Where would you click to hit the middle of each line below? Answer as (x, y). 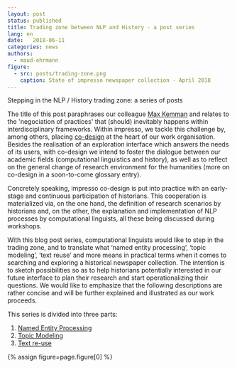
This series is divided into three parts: (62, 315)
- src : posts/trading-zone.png (60, 73)
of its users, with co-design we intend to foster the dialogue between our (114, 152)
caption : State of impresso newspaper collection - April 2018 (116, 80)
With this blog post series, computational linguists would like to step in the (116, 240)
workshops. (24, 226)
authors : (20, 54)
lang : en (20, 34)
